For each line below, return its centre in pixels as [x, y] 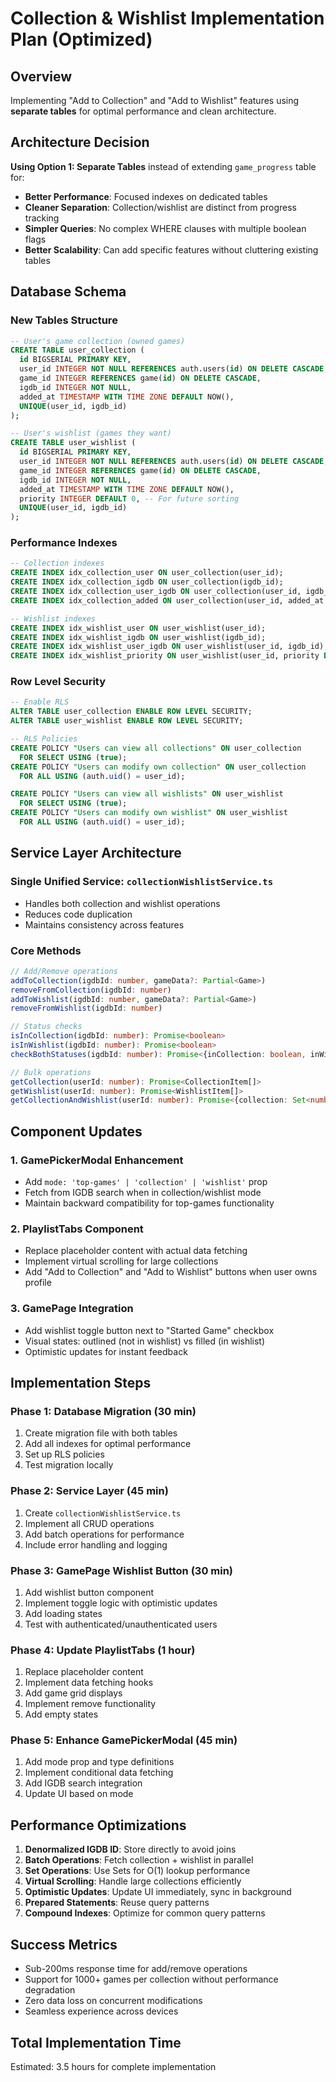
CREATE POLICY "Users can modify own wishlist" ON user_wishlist [149, 813]
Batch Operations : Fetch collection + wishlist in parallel [139, 1860]
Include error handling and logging [96, 1544]
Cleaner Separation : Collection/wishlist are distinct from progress [161, 207]
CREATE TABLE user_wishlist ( [73, 443]
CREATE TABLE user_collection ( [77, 350]
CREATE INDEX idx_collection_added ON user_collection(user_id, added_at [167, 600]
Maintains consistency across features [104, 924]
